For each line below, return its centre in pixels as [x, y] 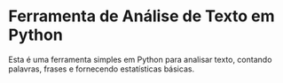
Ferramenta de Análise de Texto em [142, 16]
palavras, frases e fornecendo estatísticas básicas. [102, 69]
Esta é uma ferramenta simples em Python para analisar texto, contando [140, 59]
